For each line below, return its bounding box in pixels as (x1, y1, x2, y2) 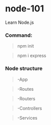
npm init (17, 43, 34, 49)
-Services (17, 115, 38, 121)
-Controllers (17, 105, 42, 111)
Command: (5, 32, 33, 39)
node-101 (5, 3, 45, 14)
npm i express (17, 53, 47, 59)
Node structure (5, 65, 43, 72)
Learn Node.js (5, 19, 34, 25)
